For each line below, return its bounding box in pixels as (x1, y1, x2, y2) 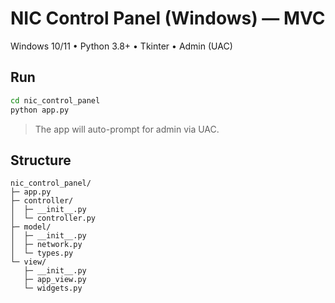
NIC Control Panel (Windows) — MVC (10, 7, 326, 30)
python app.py (10, 105, 70, 115)
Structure (10, 152, 72, 169)
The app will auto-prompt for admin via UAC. (34, 123, 220, 135)
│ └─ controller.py (10, 213, 97, 224)
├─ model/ (10, 222, 52, 232)
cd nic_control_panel (10, 95, 101, 106)
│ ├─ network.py (10, 240, 83, 250)
